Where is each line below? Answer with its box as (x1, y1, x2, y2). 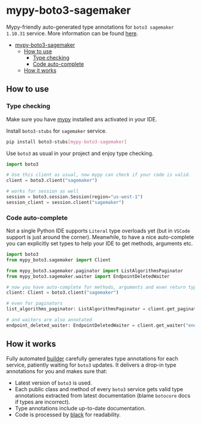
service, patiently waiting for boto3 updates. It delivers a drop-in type (6, 361, 176, 368)
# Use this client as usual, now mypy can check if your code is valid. (6, 172, 191, 178)
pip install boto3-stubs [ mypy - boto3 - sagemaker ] (6, 139, 127, 145)
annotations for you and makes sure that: (6, 367, 108, 374)
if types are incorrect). (14, 398, 71, 405)
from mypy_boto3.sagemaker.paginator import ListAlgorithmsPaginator (6, 267, 184, 274)
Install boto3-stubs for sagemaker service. (6, 127, 107, 135)
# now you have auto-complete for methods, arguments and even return (6, 284, 186, 290)
